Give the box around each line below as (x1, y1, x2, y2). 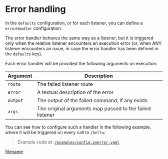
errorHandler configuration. (5, 25, 62, 31)
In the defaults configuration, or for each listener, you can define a (5, 20, 143, 26)
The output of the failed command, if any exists (37, 97, 148, 104)
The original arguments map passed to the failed (37, 105, 151, 112)
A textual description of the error (37, 89, 114, 96)
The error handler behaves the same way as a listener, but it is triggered (5, 35, 153, 41)
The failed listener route (37, 81, 93, 88)
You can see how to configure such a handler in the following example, (5, 124, 151, 130)
